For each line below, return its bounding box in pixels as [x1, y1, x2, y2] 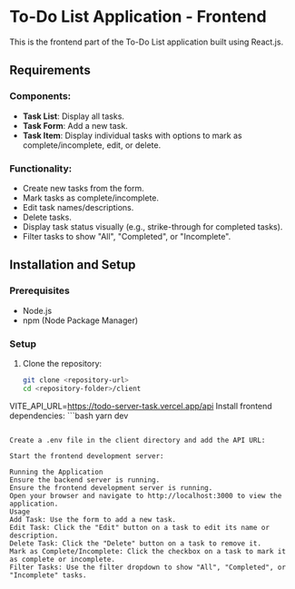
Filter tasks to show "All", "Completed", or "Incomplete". [22, 231, 231, 241]
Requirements [9, 63, 91, 78]
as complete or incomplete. [9, 555, 116, 564]
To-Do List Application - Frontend [9, 6, 267, 27]
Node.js [22, 305, 53, 316]
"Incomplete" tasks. [9, 570, 88, 580]
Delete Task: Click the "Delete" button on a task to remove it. [9, 538, 261, 548]
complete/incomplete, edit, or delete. [22, 139, 162, 151]
